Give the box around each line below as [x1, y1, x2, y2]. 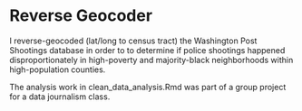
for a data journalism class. [9, 91, 111, 102]
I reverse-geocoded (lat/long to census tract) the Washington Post [9, 35, 258, 46]
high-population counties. [9, 64, 106, 75]
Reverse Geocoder [9, 5, 152, 26]
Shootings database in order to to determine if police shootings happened [9, 44, 286, 55]
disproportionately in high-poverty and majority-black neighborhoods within [9, 54, 294, 65]
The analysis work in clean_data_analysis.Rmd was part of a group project [9, 81, 287, 92]
